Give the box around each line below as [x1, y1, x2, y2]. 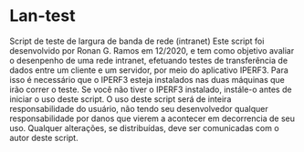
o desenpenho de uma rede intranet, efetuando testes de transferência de [9, 55, 288, 66]
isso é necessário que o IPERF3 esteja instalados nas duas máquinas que [9, 74, 286, 85]
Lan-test [9, 5, 76, 26]
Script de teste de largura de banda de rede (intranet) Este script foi [9, 35, 265, 46]
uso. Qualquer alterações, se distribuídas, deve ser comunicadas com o [9, 122, 280, 133]
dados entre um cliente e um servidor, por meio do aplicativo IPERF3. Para [9, 65, 289, 76]
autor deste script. [9, 132, 79, 143]
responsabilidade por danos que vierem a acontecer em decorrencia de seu [9, 113, 295, 124]
